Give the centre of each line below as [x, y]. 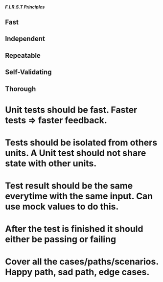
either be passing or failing [61, 239]
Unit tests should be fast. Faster [71, 110]
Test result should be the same [69, 186]
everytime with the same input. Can [79, 196]
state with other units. [51, 163]
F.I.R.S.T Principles [25, 7]
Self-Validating [28, 72]
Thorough [21, 89]
